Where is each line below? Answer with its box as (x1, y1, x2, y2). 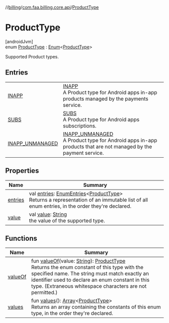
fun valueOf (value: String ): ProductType (31, 257, 126, 265)
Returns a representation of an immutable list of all (29, 196, 148, 203)
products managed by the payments (62, 95, 148, 102)
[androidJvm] (5, 38, 34, 44)
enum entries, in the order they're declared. (29, 203, 132, 210)
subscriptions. (62, 122, 97, 129)
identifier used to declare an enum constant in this (31, 277, 150, 284)
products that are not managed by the (62, 143, 152, 150)
